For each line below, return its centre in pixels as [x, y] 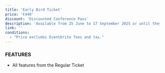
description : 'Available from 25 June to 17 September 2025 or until [78, 23]
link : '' [14, 28]
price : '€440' [20, 14]
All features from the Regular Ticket [48, 65]
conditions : [17, 33]
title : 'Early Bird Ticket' [34, 10]
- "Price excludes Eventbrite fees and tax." [57, 37]
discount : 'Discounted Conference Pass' [47, 19]
